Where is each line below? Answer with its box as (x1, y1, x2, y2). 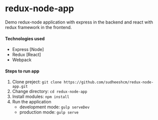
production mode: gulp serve (19, 109, 79, 115)
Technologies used (5, 35, 45, 42)
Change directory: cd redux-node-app (12, 89, 88, 95)
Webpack (12, 57, 32, 63)
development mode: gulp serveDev (19, 104, 90, 110)
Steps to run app (5, 68, 40, 74)
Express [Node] (12, 47, 44, 52)
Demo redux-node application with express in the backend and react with (5, 19, 153, 25)
